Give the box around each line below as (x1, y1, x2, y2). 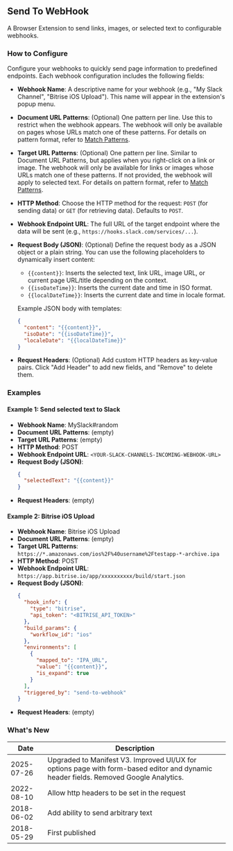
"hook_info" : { (24, 599, 68, 606)
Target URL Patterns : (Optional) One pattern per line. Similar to (17, 149, 198, 157)
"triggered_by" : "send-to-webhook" (24, 689, 127, 696)
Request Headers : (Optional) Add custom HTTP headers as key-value (17, 356, 218, 365)
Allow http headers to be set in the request (47, 788, 186, 798)
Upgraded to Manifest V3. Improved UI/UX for (47, 755, 197, 764)
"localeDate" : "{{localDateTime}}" (24, 337, 127, 344)
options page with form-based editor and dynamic (47, 764, 213, 773)
